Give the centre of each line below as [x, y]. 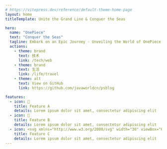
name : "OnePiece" [28, 33]
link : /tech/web [35, 60]
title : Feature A [32, 106]
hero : [11, 28]
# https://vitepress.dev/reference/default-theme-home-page [69, 10]
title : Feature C [32, 134]
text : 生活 [29, 70]
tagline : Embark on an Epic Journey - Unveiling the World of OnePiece [85, 42]
